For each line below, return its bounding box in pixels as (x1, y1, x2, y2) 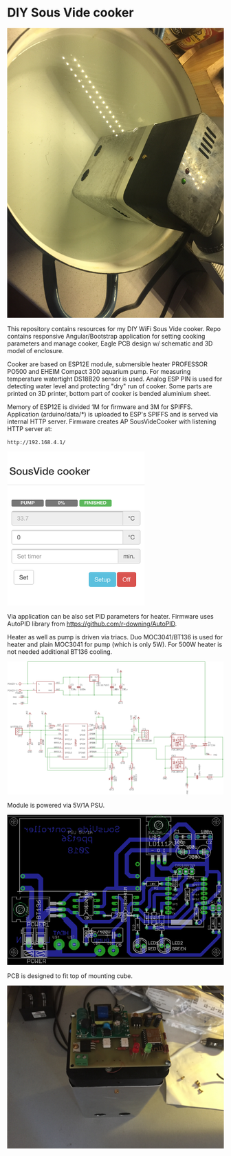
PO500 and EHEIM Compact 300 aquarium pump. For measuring (7, 367, 191, 375)
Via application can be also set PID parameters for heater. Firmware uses (7, 612, 214, 620)
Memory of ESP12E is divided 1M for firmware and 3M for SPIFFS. (7, 402, 193, 411)
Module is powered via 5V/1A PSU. (7, 801, 105, 809)
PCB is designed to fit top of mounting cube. (7, 971, 133, 980)
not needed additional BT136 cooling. (7, 647, 113, 656)
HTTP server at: (7, 424, 52, 432)
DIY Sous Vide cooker (7, 5, 134, 21)
